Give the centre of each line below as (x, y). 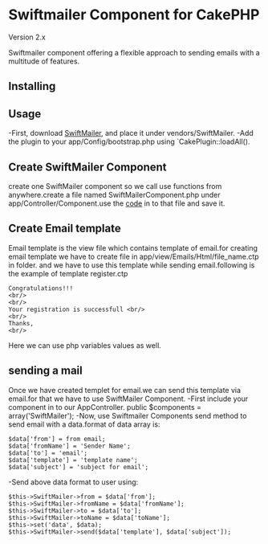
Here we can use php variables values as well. (85, 345)
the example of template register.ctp (68, 273)
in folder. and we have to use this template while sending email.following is (132, 265)
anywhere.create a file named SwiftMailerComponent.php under (114, 194)
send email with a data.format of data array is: (84, 424)
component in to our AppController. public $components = (105, 407)
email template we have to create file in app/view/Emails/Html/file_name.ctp (134, 256)
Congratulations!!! (41, 288)
